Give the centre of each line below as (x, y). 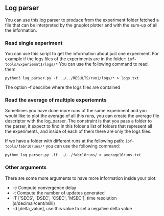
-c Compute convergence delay (44, 188)
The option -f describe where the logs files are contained (63, 87)
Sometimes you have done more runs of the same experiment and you (76, 111)
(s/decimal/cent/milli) (34, 203)
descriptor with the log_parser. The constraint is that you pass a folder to (79, 121)
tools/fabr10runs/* (25, 146)
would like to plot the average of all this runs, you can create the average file (82, 116)
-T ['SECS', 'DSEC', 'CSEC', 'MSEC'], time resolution (64, 198)
